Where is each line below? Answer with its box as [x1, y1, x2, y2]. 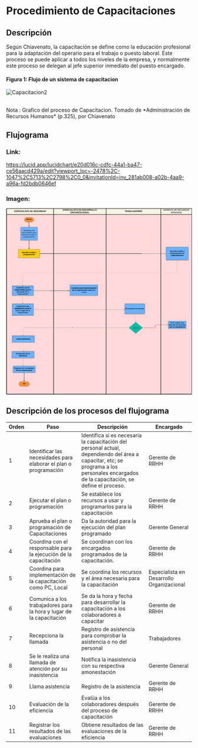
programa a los [81, 463, 118, 470]
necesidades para [29, 454, 73, 461]
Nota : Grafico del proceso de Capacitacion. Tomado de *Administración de [6, 106, 190, 113]
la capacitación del [81, 438, 127, 445]
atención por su [29, 665, 68, 672]
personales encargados [81, 470, 139, 477]
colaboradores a [81, 611, 121, 618]
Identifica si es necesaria [81, 432, 142, 439]
